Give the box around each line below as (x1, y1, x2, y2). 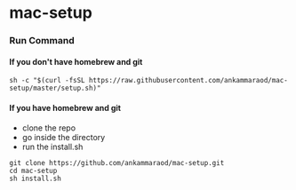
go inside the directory (21, 131, 106, 142)
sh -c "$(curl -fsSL (9, 76, 86, 85)
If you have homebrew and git (9, 102, 122, 113)
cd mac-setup (9, 166, 58, 175)
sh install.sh (9, 174, 62, 183)
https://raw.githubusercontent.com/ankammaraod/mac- (88, 76, 289, 85)
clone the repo (21, 123, 76, 133)
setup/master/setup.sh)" (9, 83, 101, 93)
